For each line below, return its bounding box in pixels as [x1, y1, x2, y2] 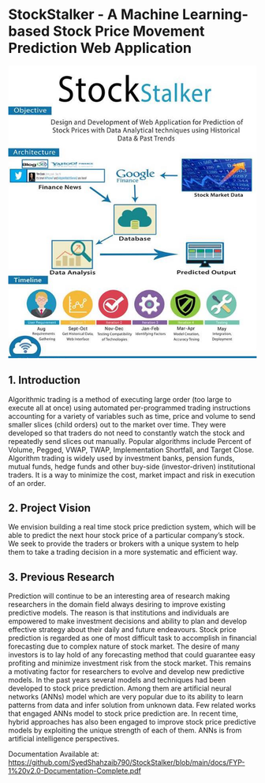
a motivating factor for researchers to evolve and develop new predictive [8, 667, 244, 676]
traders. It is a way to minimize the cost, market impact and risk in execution [8, 470, 256, 480]
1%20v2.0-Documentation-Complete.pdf [8, 766, 142, 776]
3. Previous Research [8, 570, 115, 584]
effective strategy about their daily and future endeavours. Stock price [8, 625, 237, 634]
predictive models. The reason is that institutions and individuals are [8, 608, 230, 618]
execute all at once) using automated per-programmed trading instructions [8, 403, 251, 412]
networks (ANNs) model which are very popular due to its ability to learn [8, 692, 244, 702]
